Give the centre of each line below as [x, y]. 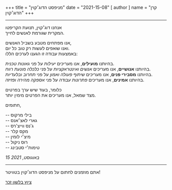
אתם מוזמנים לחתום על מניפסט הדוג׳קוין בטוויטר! [53, 172]
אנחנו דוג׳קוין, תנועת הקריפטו [34, 27]
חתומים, [13, 105]
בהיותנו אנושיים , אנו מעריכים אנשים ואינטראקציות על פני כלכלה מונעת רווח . [78, 69]
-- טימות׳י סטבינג [23, 147]
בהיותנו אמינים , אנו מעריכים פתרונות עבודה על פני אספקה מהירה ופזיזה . [75, 80]
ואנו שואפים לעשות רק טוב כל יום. [38, 48]
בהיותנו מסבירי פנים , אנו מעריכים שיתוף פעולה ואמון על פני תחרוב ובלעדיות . [79, 74]
